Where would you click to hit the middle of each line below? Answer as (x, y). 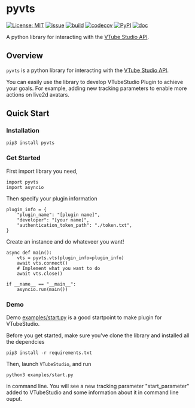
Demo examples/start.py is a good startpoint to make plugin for (84, 317)
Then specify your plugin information (52, 198)
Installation (23, 131)
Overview (25, 56)
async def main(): (29, 253)
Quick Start (28, 114)
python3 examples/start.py (40, 375)
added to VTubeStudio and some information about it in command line (92, 392)
